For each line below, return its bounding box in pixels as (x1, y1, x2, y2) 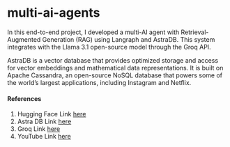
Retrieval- (181, 28, 209, 36)
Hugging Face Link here (17, 110, 86, 118)
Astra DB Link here (17, 117, 72, 126)
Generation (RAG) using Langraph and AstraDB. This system (42, 35, 215, 43)
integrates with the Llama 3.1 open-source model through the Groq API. (7, 42, 211, 51)
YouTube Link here (17, 132, 71, 141)
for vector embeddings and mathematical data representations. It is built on (7, 63, 224, 72)
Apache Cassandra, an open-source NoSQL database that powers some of (7, 71, 223, 79)
